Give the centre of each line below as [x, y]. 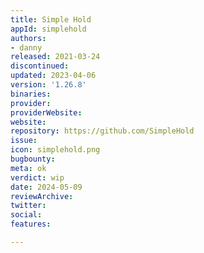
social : [26, 215]
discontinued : [40, 66]
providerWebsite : [46, 112]
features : [31, 224]
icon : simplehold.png [55, 150]
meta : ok [28, 168]
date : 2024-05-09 [46, 187]
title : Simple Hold [51, 19]
